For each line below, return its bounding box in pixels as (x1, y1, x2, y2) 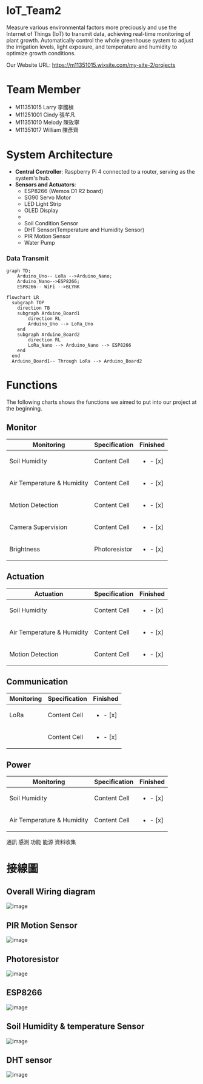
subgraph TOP (12, 300, 45, 306)
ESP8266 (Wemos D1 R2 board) (24, 187, 104, 194)
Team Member (6, 83, 81, 97)
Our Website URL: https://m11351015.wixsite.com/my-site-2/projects (6, 61, 176, 69)
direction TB (17, 305, 50, 312)
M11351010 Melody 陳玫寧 (15, 118, 80, 126)
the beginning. (6, 405, 42, 412)
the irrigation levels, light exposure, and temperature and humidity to (6, 43, 178, 50)
